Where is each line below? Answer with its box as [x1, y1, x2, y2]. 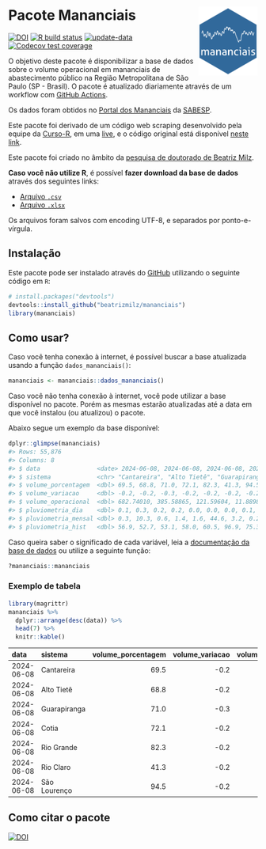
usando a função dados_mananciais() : [8, 361, 131, 370]
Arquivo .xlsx [19, 200, 66, 210]
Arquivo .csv [19, 191, 62, 201]
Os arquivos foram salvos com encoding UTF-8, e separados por [8, 215, 220, 225]
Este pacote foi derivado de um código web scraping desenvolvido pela [8, 120, 242, 130]
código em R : [8, 276, 51, 286]
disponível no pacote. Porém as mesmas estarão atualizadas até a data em [8, 400, 253, 409]
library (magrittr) [8, 600, 69, 608]
